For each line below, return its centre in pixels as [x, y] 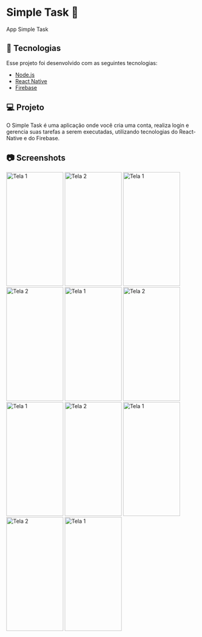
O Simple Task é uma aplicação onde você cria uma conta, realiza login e [98, 125]
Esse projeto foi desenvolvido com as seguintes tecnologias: [82, 63]
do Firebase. [44, 138]
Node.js [25, 75]
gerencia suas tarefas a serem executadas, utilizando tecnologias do [92, 131]
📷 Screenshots [36, 158]
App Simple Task [27, 29]
